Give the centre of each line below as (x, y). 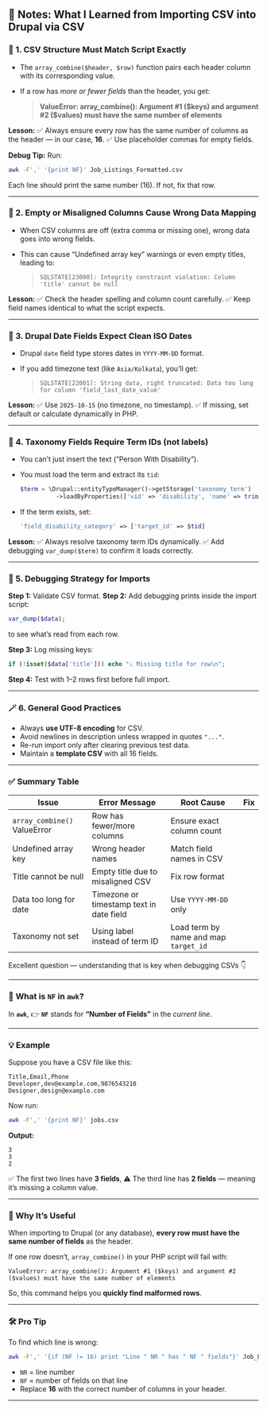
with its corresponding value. (67, 76)
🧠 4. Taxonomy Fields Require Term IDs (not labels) (108, 442)
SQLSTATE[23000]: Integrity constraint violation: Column (137, 277)
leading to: (37, 263)
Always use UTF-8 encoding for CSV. (82, 728)
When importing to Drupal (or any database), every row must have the (124, 1233)
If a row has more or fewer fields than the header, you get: (115, 91)
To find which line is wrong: (53, 1342)
